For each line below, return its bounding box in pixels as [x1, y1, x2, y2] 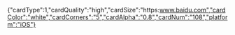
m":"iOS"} [7, 21, 36, 28]
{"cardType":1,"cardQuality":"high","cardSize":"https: [7, 6, 160, 14]
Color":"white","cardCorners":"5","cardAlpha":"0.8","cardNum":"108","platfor [7, 13, 228, 21]
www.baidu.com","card [159, 6, 226, 14]
